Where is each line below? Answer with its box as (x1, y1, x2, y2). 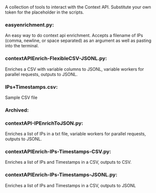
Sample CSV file (5, 95, 38, 100)
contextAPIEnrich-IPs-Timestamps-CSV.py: (5, 148, 111, 155)
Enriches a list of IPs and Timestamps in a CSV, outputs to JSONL (5, 182, 136, 188)
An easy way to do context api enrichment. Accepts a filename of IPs (5, 33, 143, 39)
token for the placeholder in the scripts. (5, 9, 84, 15)
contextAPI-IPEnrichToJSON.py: (5, 119, 84, 126)
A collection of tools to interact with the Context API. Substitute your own (5, 4, 152, 10)
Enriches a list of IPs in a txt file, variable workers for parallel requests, (5, 131, 146, 137)
